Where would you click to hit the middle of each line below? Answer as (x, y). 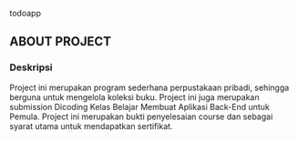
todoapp (25, 13)
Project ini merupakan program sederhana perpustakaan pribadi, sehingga (149, 87)
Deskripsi (31, 67)
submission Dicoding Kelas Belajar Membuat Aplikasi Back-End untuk (140, 106)
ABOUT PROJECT (61, 41)
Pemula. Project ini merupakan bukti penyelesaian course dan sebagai (141, 116)
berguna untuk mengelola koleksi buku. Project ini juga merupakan (134, 97)
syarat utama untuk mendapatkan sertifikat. (91, 126)
